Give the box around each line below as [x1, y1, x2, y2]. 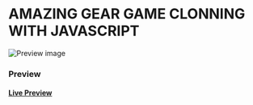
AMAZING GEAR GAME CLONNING [8, 5, 246, 23]
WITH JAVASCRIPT [8, 22, 140, 40]
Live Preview [8, 88, 53, 98]
